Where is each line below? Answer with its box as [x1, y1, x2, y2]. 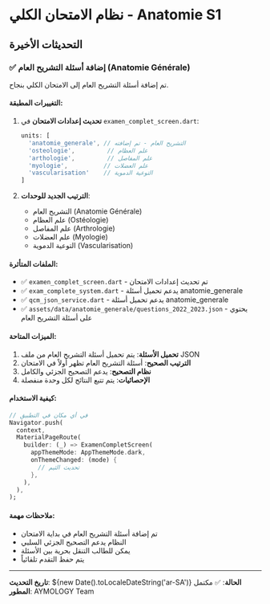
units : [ [20, 132, 50, 140]
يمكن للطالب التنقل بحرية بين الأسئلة [20, 545, 131, 555]
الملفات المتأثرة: [9, 259, 58, 268]
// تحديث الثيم [38, 463, 80, 471]
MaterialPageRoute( [16, 434, 82, 442]
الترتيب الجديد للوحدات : [20, 191, 91, 201]
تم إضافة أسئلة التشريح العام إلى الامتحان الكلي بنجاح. [9, 80, 169, 89]
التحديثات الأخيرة [9, 38, 83, 51]
